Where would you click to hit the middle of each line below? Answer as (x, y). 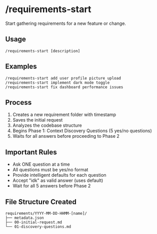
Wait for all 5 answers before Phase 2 (52, 186)
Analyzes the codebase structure (47, 126)
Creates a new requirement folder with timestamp (64, 114)
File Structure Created (41, 202)
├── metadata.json (25, 218)
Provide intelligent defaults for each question (59, 175)
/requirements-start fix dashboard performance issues (64, 87)
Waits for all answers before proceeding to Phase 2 (66, 136)
